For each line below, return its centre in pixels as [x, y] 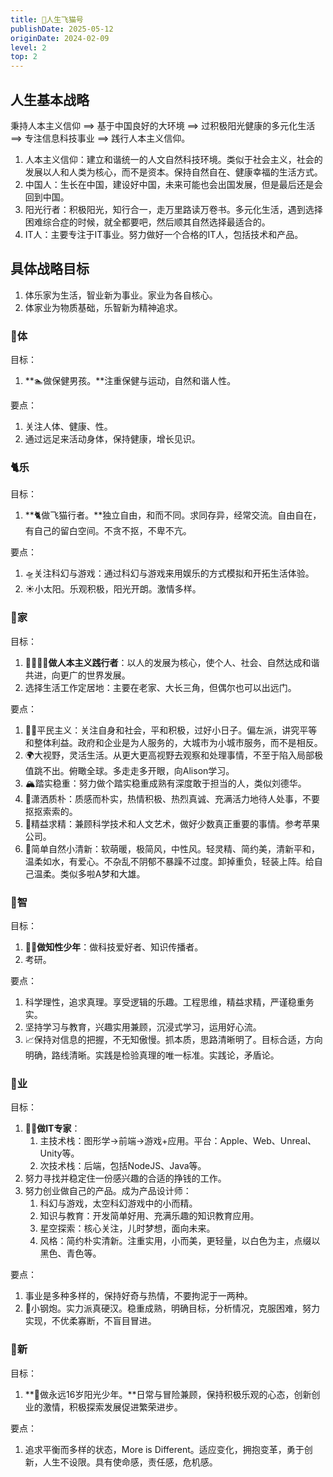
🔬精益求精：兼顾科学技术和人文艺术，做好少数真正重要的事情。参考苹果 [172, 823]
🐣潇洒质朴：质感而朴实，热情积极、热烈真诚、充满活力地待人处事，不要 [172, 798]
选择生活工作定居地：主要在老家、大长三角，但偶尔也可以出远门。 [160, 687]
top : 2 [24, 57]
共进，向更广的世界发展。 [77, 675]
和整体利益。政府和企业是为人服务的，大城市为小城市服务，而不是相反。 [173, 742]
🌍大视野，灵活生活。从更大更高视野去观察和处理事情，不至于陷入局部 [169, 755]
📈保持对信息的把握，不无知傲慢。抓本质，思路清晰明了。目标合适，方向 [173, 1039]
